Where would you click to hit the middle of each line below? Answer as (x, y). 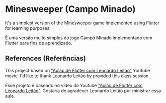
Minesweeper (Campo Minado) (70, 9)
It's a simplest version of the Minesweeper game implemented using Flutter (82, 23)
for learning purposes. (28, 28)
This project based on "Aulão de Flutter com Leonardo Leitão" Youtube (78, 70)
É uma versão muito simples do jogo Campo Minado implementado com (79, 38)
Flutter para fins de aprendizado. (39, 43)
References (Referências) (45, 59)
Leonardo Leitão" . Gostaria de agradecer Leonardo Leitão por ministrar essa (83, 91)
